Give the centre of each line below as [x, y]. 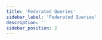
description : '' [26, 22]
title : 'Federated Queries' [41, 11]
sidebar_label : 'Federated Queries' [52, 17]
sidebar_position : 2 [32, 28]
